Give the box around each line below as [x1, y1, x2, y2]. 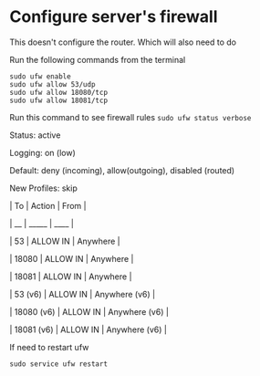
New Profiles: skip [9, 183, 78, 193]
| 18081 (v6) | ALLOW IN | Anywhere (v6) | [9, 324, 167, 335]
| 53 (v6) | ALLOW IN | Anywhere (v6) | [9, 288, 156, 299]
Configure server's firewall [9, 6, 218, 27]
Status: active [9, 130, 61, 141]
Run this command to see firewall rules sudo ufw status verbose [9, 111, 252, 122]
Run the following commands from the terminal [9, 54, 186, 65]
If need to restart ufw [9, 341, 89, 352]
